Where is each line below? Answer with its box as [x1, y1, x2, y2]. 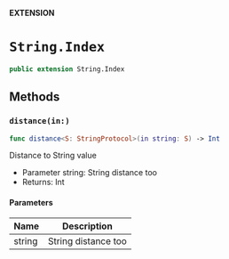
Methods [9, 89, 60, 105]
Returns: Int [21, 177, 65, 188]
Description [61, 220, 113, 232]
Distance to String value [9, 150, 98, 161]
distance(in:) [9, 116, 70, 126]
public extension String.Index [9, 64, 125, 74]
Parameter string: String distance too [21, 167, 158, 178]
